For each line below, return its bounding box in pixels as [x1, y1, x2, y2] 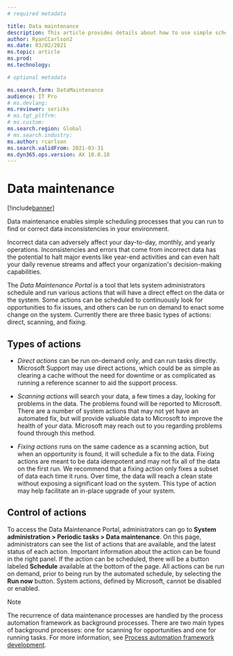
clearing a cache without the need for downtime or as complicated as [17, 371, 216, 379]
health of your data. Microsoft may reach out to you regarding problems [17, 421, 223, 430]
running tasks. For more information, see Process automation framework [7, 633, 215, 641]
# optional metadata [7, 74, 67, 81]
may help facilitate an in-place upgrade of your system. [17, 487, 175, 495]
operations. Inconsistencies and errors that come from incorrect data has [7, 246, 216, 254]
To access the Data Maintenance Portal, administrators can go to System [7, 525, 217, 533]
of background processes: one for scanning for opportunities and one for [7, 625, 216, 634]
